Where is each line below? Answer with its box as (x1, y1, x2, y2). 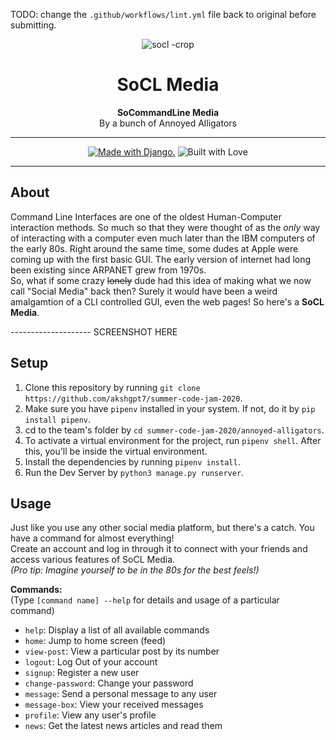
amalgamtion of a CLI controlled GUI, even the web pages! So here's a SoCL (10, 295, 325, 308)
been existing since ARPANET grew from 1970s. (10, 264, 207, 276)
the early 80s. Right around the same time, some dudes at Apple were (10, 242, 299, 254)
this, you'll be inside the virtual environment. (24, 445, 208, 457)
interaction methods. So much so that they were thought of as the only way (10, 221, 321, 233)
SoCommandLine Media (116, 106, 220, 118)
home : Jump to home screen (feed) (24, 635, 167, 647)
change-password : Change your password (24, 677, 194, 689)
